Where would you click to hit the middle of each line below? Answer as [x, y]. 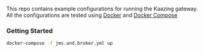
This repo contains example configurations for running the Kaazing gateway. [102, 9]
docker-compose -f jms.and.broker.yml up [60, 44]
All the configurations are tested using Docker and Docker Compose [92, 15]
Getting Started [30, 31]
